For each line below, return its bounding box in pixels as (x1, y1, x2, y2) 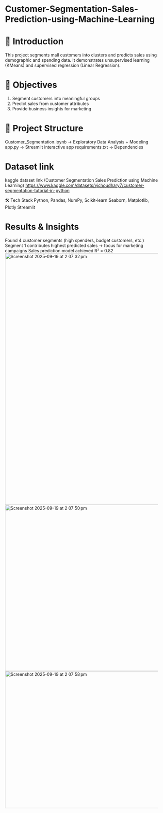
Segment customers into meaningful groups (12, 96, 100, 102)
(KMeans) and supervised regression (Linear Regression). (5, 62, 121, 69)
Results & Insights (5, 221, 79, 232)
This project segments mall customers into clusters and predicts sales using (5, 52, 157, 58)
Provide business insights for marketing (12, 106, 92, 112)
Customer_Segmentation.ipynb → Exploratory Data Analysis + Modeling (5, 139, 148, 144)
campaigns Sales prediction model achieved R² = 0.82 (5, 247, 114, 253)
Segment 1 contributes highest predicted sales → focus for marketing (5, 242, 144, 248)
